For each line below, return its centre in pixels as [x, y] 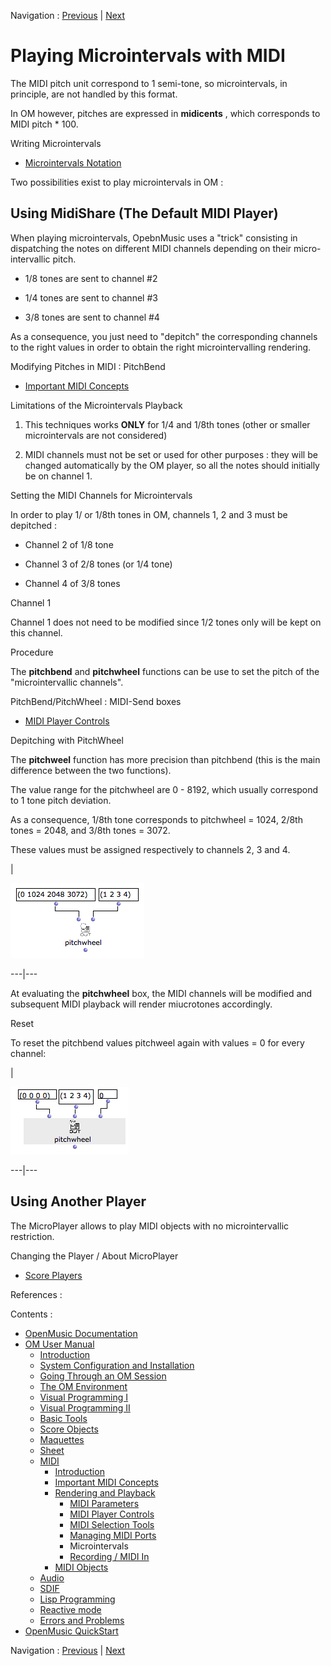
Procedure [32, 652]
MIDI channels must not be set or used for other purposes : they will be [171, 454]
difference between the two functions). [91, 770]
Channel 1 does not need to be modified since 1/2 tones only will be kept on [166, 622]
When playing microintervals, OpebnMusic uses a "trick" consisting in [154, 237]
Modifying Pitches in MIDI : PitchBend [88, 366]
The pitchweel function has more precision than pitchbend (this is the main [165, 759]
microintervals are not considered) [96, 435]
